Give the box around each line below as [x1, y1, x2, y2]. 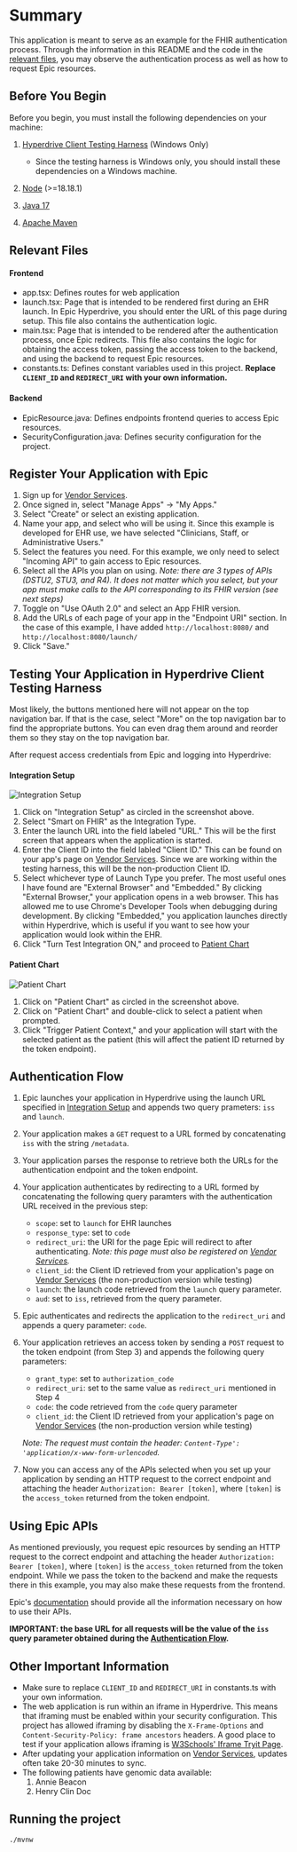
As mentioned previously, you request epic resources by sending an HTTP [9, 1542, 281, 1553]
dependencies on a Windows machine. [35, 165, 177, 176]
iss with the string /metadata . [21, 1138, 129, 1149]
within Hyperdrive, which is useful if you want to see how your [21, 920, 250, 930]
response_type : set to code [35, 1227, 131, 1239]
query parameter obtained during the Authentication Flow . [9, 1633, 229, 1643]
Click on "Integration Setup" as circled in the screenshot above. [21, 807, 254, 818]
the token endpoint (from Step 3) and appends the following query [21, 1347, 265, 1357]
